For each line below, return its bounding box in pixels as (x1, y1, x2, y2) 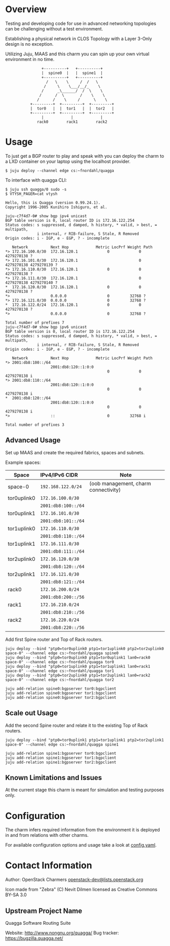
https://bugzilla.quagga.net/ (5, 935, 63, 941)
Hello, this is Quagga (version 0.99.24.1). (5, 200, 101, 205)
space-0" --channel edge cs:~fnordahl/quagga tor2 (5, 677, 114, 682)
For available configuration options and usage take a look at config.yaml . (5, 842, 157, 848)
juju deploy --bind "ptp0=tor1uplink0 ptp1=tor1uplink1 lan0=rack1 (5, 664, 151, 669)
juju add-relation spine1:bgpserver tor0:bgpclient (5, 751, 116, 756)
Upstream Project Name (5, 906, 82, 915)
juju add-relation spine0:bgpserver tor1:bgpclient (5, 690, 116, 696)
